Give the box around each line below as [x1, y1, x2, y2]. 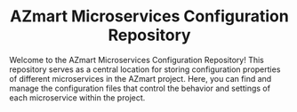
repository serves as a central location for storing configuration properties [9, 64, 281, 75]
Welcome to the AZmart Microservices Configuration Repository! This [9, 54, 264, 65]
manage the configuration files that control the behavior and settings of [9, 83, 271, 93]
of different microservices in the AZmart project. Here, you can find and [9, 73, 272, 84]
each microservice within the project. [9, 92, 146, 103]
